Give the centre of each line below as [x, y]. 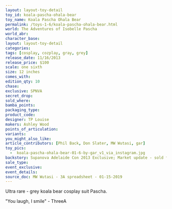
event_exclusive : [24, 167]
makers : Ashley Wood [27, 124]
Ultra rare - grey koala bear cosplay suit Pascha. [56, 191]
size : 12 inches [23, 72]
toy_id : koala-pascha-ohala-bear [41, 15]
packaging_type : [23, 110]
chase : [12, 86]
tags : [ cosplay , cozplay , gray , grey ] [47, 53]
